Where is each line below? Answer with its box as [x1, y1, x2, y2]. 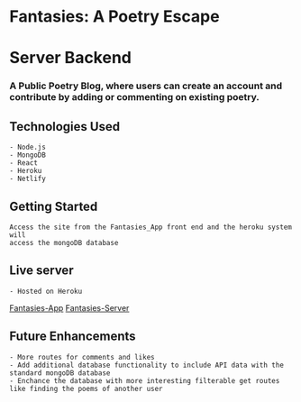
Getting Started [9, 198, 98, 214]
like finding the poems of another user [9, 384, 164, 393]
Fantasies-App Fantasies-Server [9, 302, 130, 313]
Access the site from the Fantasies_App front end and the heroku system [9, 223, 293, 232]
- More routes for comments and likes [9, 352, 155, 361]
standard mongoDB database [9, 368, 111, 378]
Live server [9, 263, 74, 279]
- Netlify [9, 174, 47, 184]
